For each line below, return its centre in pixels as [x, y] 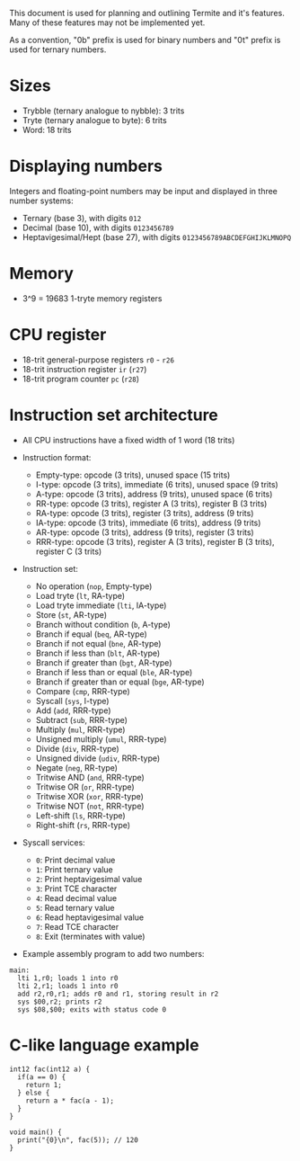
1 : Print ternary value [75, 869]
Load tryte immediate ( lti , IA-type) [101, 605]
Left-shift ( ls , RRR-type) [80, 815]
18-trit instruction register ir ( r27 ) [84, 369]
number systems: [41, 201]
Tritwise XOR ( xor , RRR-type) [89, 796]
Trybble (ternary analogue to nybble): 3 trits [103, 111]
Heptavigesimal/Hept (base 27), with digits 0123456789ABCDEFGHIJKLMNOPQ [157, 237]
